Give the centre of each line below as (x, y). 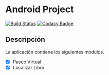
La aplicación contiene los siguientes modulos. (55, 52)
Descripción (25, 40)
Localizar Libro (29, 67)
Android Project (40, 9)
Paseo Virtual (27, 62)
